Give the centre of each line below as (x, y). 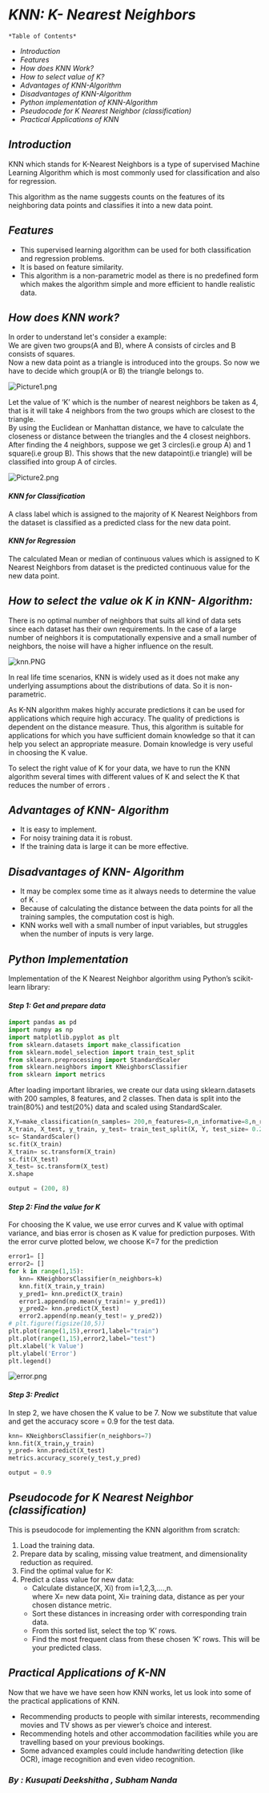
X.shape (21, 1174)
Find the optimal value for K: (66, 1570)
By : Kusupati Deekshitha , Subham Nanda (93, 1779)
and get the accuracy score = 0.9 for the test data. (91, 1421)
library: (38, 987)
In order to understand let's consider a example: (87, 337)
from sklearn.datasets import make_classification (94, 1045)
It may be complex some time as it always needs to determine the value (138, 891)
